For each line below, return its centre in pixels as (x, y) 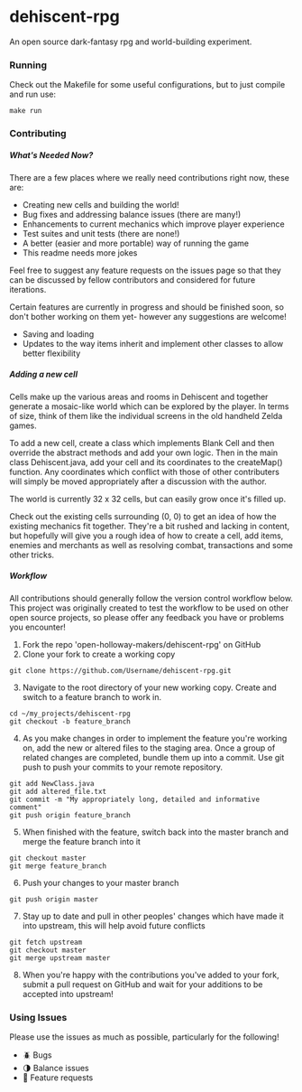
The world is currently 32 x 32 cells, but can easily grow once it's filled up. (148, 499)
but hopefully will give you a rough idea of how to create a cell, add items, (146, 536)
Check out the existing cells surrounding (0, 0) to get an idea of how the (143, 517)
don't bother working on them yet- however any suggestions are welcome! (148, 317)
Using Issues (38, 1017)
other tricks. (32, 555)
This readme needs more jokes (80, 253)
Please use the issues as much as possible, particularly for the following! (144, 1037)
